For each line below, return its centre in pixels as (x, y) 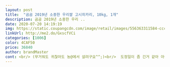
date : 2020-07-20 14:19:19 (34, 24)
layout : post (19, 10)
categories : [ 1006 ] (26, 38)
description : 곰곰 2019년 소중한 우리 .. (45, 19)
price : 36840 (19, 47)
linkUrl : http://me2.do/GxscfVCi (40, 33)
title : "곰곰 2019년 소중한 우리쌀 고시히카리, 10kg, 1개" (62, 15)
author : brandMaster (27, 52)
